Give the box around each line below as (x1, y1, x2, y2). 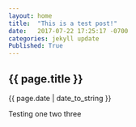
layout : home (8, 11, 53, 20)
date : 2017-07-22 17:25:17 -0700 (8, 27, 129, 35)
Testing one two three (8, 108, 82, 118)
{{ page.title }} (8, 72, 83, 86)
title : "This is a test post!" (8, 19, 117, 28)
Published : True (8, 42, 63, 50)
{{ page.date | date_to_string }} (8, 93, 112, 103)
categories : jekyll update (8, 34, 100, 43)
